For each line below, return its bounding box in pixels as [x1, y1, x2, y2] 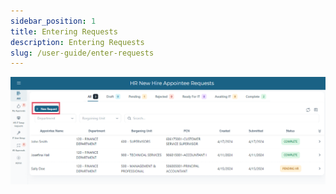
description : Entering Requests [10, 37, 145, 47]
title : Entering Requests [10, 26, 118, 37]
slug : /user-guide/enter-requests [10, 48, 155, 58]
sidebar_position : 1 [10, 16, 97, 26]
